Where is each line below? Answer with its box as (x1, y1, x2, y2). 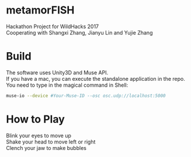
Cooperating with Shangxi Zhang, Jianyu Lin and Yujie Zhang (6, 29, 153, 36)
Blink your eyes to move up (6, 132, 71, 139)
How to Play (6, 112, 65, 126)
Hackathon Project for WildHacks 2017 (6, 23, 99, 30)
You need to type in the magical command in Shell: (6, 81, 129, 88)
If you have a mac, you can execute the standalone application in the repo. (6, 75, 186, 82)
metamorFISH (6, 4, 75, 17)
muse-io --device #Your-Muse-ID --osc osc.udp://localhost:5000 (6, 93, 166, 98)
